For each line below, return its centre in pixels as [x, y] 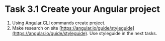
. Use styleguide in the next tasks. [122, 33]
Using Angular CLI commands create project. [59, 23]
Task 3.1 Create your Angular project [82, 9]
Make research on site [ [36, 28]
